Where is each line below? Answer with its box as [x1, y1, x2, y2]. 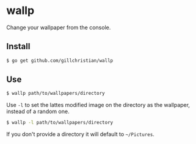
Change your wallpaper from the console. [6, 24, 111, 31]
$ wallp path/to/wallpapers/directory [6, 91, 105, 97]
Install [6, 41, 31, 52]
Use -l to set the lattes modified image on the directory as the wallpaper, [6, 101, 191, 109]
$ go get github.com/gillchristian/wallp [6, 57, 114, 64]
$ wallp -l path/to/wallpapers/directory [6, 120, 114, 126]
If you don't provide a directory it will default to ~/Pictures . [6, 131, 154, 138]
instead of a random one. [6, 108, 70, 115]
